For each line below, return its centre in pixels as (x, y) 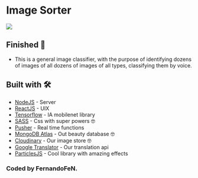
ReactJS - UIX (32, 108)
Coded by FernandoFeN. (42, 169)
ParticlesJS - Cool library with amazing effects (71, 153)
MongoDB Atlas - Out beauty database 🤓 (65, 134)
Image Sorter (39, 10)
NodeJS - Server (35, 102)
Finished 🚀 (26, 45)
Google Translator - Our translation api (62, 147)
